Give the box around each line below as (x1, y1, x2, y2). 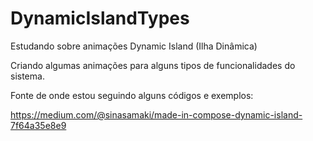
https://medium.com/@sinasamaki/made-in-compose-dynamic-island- (10, 108, 303, 121)
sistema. (10, 70, 45, 82)
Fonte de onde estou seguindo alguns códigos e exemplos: (10, 89, 254, 101)
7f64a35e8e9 (10, 119, 67, 131)
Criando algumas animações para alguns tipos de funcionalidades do (10, 59, 296, 71)
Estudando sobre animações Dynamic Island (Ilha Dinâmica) (10, 40, 258, 52)
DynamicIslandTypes (10, 7, 190, 30)
